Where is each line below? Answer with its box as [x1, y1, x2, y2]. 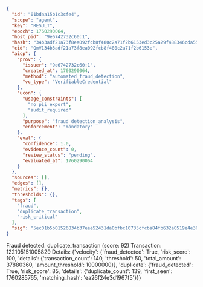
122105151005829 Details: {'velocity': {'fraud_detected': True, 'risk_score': [6, 248, 191, 256]
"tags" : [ [11, 197, 36, 203]
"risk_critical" [17, 214, 59, 220]
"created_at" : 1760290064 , [22, 67, 91, 74]
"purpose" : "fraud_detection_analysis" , [22, 118, 126, 124]
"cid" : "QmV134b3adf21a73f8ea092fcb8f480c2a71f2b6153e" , [11, 45, 158, 51]
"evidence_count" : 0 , [22, 146, 77, 153]
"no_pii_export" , [28, 101, 71, 107]
